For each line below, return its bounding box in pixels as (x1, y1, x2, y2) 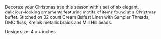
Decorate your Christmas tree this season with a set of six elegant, (5, 4, 139, 10)
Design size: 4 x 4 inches (5, 29, 56, 34)
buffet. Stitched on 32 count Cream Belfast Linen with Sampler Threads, (5, 14, 150, 20)
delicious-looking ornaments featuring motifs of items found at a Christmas (5, 9, 156, 15)
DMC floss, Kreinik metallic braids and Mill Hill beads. (5, 19, 112, 25)
